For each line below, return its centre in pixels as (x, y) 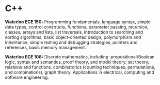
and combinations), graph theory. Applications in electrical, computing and (80, 72)
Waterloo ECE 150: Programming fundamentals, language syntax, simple (78, 22)
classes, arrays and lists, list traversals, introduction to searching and (74, 32)
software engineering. (27, 77)
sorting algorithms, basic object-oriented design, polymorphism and (73, 37)
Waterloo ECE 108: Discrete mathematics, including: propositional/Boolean (80, 57)
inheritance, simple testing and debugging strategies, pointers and (72, 42)
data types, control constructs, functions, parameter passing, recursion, (77, 27)
